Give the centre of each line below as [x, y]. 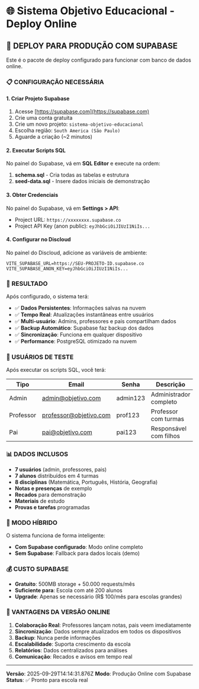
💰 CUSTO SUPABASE [38, 569]
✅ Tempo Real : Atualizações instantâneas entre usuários [84, 315]
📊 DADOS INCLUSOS [37, 454]
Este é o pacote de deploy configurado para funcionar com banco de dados [99, 60]
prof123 [128, 415]
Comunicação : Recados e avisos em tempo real [73, 656]
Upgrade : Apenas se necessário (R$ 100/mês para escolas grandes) [98, 597]
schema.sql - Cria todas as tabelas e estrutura [72, 175]
